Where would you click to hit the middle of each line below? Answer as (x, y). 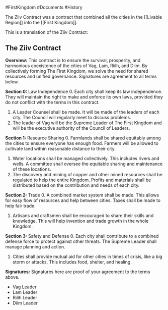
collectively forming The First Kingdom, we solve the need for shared (77, 71)
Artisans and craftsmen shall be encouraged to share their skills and (83, 215)
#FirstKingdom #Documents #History (44, 7)
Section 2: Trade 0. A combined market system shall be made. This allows (82, 195)
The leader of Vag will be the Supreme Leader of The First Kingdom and (87, 123)
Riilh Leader (25, 297)
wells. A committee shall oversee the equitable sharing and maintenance (88, 164)
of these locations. (32, 169)
